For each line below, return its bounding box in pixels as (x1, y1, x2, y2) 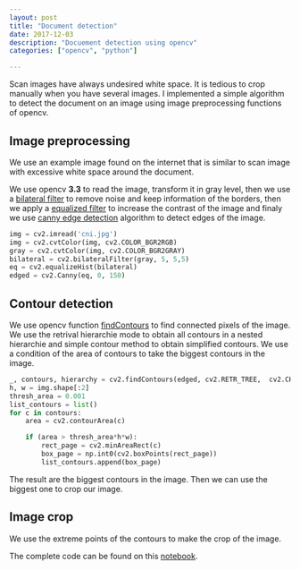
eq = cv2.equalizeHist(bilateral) (9, 263, 138, 272)
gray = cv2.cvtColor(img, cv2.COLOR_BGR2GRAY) (9, 246, 186, 255)
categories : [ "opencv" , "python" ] (9, 47, 138, 55)
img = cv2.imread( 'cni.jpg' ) (9, 229, 118, 238)
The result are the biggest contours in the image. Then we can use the (9, 473, 268, 484)
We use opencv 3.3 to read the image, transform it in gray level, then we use (9, 183, 291, 194)
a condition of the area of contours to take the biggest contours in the (9, 348, 266, 359)
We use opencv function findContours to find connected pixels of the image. (9, 319, 291, 330)
